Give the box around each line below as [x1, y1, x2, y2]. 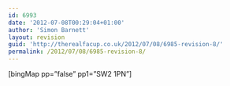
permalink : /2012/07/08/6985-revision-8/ [8, 48, 147, 56]
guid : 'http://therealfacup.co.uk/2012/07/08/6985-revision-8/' [8, 41, 224, 48]
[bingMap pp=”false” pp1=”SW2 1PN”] [8, 70, 132, 78]
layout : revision [8, 33, 65, 41]
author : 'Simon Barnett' [8, 26, 90, 34]
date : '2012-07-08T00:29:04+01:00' [8, 19, 125, 27]
